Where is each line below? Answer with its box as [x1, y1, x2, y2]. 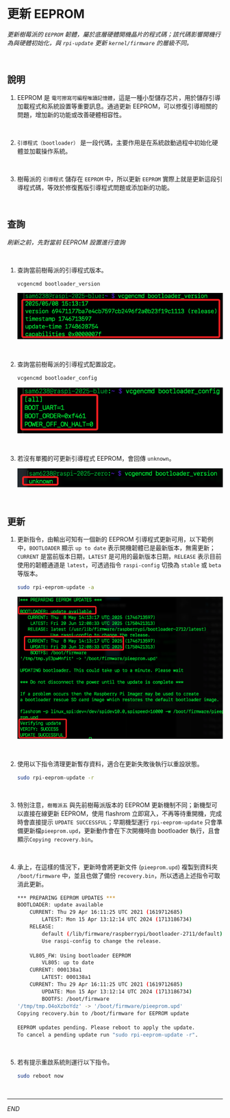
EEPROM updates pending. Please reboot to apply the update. [16, 1024, 196, 1031]
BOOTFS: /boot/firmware [42, 995, 110, 1002]
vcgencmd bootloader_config [16, 374, 97, 382]
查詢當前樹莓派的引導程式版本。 [16, 266, 107, 274]
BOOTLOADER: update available [16, 902, 104, 909]
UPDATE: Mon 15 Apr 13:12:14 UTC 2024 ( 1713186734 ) [42, 988, 192, 995]
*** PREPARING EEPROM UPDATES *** [16, 894, 116, 901]
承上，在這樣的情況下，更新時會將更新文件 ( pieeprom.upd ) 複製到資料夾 [16, 863, 218, 871]
